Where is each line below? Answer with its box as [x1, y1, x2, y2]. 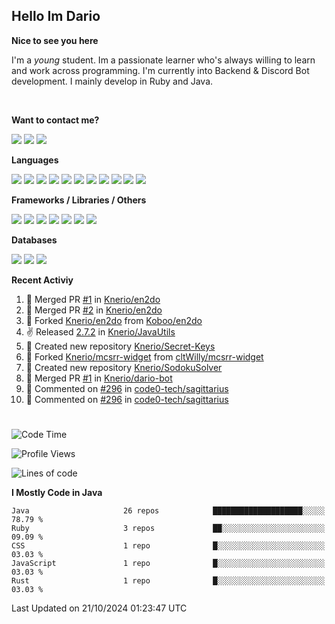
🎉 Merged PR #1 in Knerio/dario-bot [25, 372, 173, 384]
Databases [11, 234, 58, 246]
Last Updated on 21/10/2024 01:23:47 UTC [11, 602, 188, 614]
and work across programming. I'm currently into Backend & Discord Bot [11, 64, 310, 76]
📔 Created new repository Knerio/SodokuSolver [25, 361, 223, 373]
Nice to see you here [11, 34, 99, 46]
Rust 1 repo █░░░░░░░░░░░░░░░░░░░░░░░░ [11, 576, 326, 586]
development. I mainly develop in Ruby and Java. [11, 75, 214, 87]
